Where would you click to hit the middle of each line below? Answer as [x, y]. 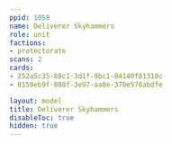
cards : [22, 68]
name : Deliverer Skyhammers [62, 26]
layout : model [36, 101]
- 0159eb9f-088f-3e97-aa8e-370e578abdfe [86, 85]
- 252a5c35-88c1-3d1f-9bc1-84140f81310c [86, 76]
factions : [28, 43]
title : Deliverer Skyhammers [64, 109]
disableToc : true [42, 118]
